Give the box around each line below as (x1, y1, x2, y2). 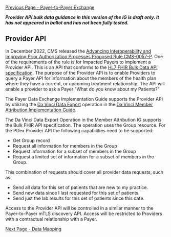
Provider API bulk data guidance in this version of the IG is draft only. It (5, 14, 160, 20)
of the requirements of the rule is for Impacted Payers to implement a (5, 59, 151, 65)
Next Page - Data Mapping (5, 226, 62, 232)
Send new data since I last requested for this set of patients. (12, 189, 140, 196)
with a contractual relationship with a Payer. (5, 216, 97, 222)
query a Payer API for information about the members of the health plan (5, 75, 157, 81)
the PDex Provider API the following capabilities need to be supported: (5, 127, 154, 133)
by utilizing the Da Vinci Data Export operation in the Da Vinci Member (5, 101, 154, 107)
